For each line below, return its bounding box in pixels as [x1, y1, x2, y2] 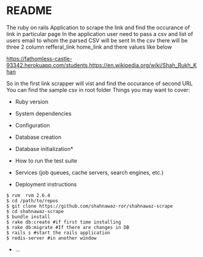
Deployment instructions [15, 180, 77, 188]
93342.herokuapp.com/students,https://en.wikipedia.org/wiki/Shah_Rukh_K [6, 62, 197, 69]
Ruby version [15, 98, 49, 105]
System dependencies [15, 110, 72, 117]
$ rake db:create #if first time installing [6, 219, 121, 225]
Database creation [15, 133, 62, 141]
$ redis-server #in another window [6, 235, 97, 241]
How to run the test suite [15, 157, 77, 164]
